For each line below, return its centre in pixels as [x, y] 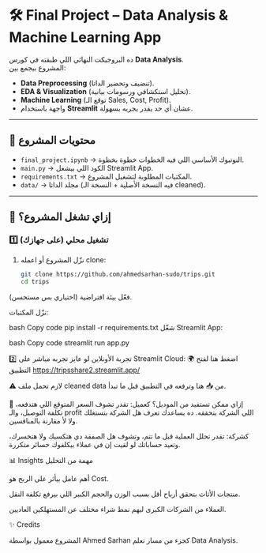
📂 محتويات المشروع [52, 140]
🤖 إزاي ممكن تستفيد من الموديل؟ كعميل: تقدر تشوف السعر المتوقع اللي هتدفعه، [126, 404]
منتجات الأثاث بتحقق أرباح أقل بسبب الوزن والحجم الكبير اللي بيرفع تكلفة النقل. [125, 494]
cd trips [35, 282]
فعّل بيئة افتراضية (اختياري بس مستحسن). [71, 297]
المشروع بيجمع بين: [37, 67]
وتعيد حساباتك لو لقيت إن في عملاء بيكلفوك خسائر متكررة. [95, 445]
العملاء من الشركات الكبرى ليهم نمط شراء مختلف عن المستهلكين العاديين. [118, 510]
